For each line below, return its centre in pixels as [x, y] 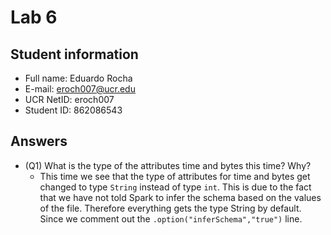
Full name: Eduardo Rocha [78, 78]
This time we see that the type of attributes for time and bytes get [175, 176]
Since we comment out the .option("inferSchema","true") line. [171, 218]
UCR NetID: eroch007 [69, 99]
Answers [39, 141]
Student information [74, 54]
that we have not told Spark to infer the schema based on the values [180, 197]
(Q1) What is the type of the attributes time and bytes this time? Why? [168, 165]
